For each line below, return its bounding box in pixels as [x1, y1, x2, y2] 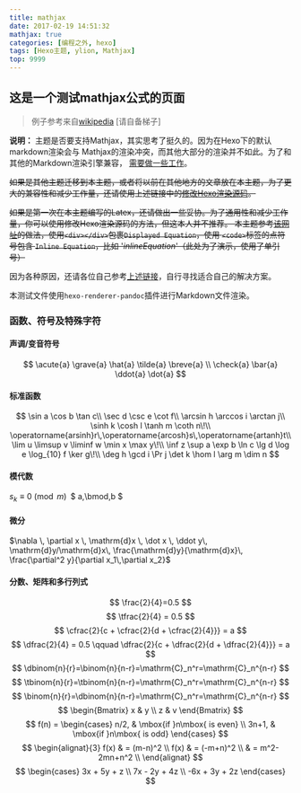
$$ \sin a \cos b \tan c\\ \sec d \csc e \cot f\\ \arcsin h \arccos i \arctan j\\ [15, 410, 286, 422]
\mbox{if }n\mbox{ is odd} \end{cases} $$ [73, 728, 228, 739]
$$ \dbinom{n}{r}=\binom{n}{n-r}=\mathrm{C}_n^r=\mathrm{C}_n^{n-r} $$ [12, 662, 289, 674]
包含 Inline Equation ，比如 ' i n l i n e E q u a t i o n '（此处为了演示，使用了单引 [16, 240, 280, 251]
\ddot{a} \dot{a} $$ [115, 368, 186, 379]
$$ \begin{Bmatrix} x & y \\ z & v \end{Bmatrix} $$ [57, 704, 244, 715]
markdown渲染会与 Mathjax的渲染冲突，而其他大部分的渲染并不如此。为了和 [9, 145, 292, 157]
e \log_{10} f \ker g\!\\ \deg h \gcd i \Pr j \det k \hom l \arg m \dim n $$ [21, 449, 279, 460]
